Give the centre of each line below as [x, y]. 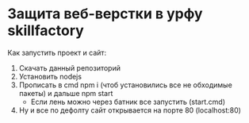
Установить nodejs [50, 76]
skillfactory [46, 31]
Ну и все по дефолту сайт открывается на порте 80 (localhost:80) [130, 110]
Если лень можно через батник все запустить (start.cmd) [128, 102]
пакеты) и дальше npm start [66, 93]
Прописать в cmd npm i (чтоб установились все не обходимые [126, 85]
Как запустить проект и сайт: [57, 52]
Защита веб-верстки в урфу [105, 14]
